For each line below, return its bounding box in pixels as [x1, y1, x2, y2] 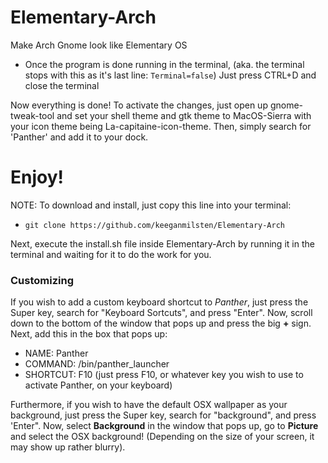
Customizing [10, 273, 74, 287]
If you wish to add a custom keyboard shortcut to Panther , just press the [10, 296, 309, 308]
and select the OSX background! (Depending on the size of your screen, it [10, 431, 315, 443]
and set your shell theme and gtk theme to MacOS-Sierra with [56, 109, 312, 121]
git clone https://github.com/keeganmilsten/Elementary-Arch [24, 220, 286, 230]
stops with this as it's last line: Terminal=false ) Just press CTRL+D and [24, 69, 317, 81]
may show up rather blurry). [10, 441, 126, 453]
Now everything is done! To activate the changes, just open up [10, 99, 268, 111]
